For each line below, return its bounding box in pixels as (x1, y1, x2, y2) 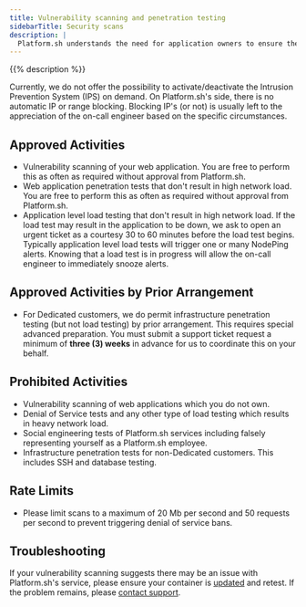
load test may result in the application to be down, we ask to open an (22, 220, 281, 231)
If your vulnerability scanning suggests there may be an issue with (9, 568, 259, 579)
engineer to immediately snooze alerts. (22, 258, 169, 269)
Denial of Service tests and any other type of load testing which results (22, 408, 290, 419)
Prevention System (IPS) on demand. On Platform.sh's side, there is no (9, 91, 275, 102)
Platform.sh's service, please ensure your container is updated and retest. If (9, 577, 295, 589)
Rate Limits (9, 483, 75, 498)
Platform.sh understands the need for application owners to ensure (17, 38, 283, 48)
